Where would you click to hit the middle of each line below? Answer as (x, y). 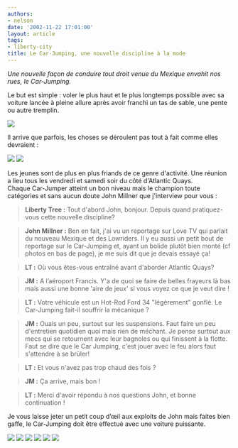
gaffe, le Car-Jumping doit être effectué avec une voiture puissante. (107, 424)
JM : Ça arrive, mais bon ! (63, 381)
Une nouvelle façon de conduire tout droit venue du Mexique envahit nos (114, 73)
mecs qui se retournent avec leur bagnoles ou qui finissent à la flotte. (126, 339)
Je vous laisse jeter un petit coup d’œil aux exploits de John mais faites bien (119, 416)
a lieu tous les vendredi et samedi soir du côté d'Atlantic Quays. (100, 180)
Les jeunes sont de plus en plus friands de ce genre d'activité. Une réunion (117, 173)
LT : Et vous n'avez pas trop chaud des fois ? (90, 367)
